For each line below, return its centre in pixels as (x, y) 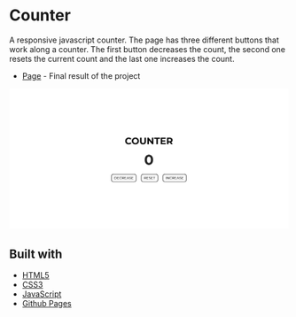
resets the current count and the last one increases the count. (122, 58)
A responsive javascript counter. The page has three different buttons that (144, 40)
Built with (36, 254)
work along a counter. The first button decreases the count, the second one (148, 49)
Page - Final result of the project (81, 75)
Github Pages (47, 304)
